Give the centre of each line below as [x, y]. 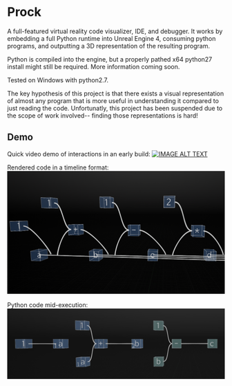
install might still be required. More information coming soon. [94, 66]
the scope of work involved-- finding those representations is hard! [103, 116]
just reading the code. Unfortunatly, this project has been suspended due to [115, 108]
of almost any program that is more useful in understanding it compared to [113, 100]
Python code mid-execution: [48, 304]
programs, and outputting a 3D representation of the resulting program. [109, 46]
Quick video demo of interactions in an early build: [79, 154]
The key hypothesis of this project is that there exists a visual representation [116, 93]
